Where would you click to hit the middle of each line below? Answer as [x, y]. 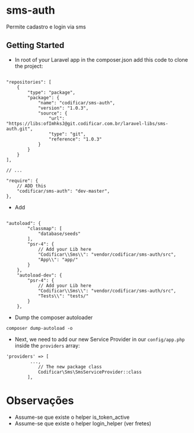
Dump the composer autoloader [54, 317]
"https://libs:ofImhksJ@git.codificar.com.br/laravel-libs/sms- [87, 123]
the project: [29, 66]
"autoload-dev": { [39, 275]
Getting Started [35, 45]
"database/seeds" [59, 234]
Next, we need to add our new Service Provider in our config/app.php [100, 339]
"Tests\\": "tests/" [63, 296]
